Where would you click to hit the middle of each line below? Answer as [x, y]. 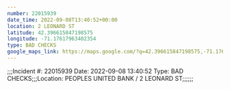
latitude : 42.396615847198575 [50, 33]
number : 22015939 [32, 13]
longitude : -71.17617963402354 [52, 39]
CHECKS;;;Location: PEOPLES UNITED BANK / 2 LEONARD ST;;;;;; [100, 78]
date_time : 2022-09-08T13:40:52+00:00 [62, 20]
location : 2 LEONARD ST [41, 26]
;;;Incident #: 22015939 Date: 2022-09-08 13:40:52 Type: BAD [95, 71]
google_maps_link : [33, 52]
